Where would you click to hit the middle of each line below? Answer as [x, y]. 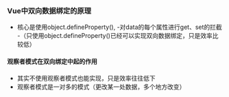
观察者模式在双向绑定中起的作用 [52, 61]
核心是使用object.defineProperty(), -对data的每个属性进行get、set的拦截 [120, 27]
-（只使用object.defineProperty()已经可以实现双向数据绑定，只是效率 [114, 36]
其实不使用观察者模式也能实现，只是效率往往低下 [86, 78]
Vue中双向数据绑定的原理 [49, 10]
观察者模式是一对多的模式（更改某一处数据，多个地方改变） [101, 87]
